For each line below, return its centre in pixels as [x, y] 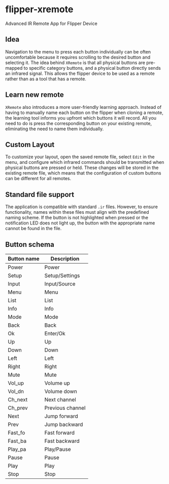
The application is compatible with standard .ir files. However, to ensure [82, 207]
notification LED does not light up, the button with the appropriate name [80, 223]
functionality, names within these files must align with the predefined [77, 212]
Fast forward [60, 433]
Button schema [30, 245]
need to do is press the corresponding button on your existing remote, [79, 123]
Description [65, 259]
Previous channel [65, 408]
